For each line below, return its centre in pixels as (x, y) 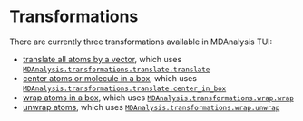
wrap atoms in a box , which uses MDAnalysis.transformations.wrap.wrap (158, 98)
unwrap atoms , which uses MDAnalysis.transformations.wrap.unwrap (151, 107)
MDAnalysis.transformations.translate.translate (116, 70)
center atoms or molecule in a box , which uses (110, 78)
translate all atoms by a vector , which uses (102, 59)
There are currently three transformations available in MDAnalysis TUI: (141, 42)
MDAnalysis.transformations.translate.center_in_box (124, 88)
